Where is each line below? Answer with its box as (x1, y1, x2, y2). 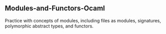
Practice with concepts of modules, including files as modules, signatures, (5, 17, 161, 23)
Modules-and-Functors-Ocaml (5, 4, 105, 13)
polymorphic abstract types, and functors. (5, 23, 94, 29)
